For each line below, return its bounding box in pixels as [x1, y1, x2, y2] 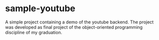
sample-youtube [5, 3, 76, 14]
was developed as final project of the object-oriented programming [5, 24, 143, 30]
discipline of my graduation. [5, 29, 62, 35]
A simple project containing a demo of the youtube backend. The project [5, 19, 154, 25]
